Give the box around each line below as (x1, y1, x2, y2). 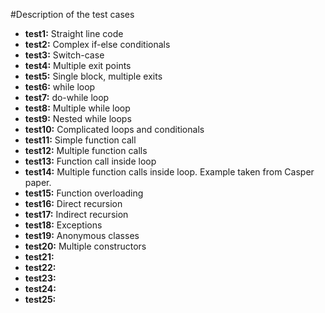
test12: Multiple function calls (24, 145, 148, 156)
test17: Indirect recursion (24, 209, 129, 220)
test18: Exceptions (24, 219, 103, 231)
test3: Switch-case (24, 49, 105, 61)
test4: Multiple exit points (24, 60, 132, 71)
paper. (24, 177, 52, 188)
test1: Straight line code (24, 28, 124, 39)
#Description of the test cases (10, 9, 135, 20)
